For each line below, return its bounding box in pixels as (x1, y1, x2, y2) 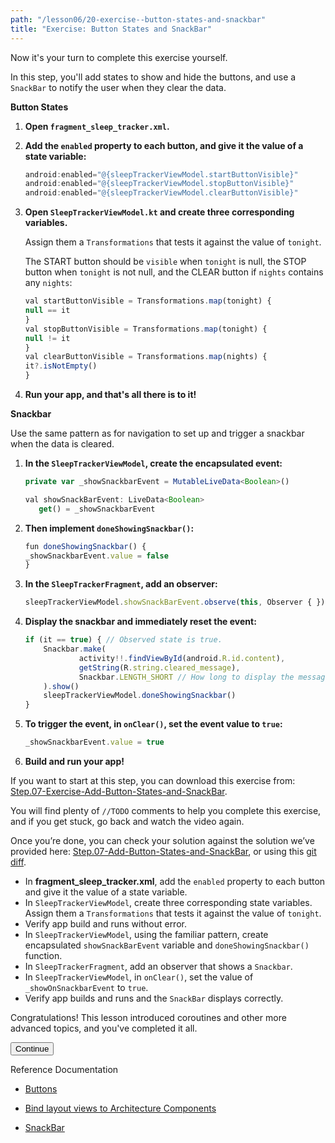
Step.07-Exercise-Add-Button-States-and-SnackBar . (10, 786, 228, 797)
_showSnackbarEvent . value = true (24, 737, 165, 748)
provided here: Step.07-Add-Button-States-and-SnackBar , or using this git (10, 846, 317, 857)
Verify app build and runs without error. (24, 918, 187, 930)
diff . (10, 856, 27, 868)
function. (24, 950, 63, 961)
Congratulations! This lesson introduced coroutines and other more (10, 1012, 287, 1023)
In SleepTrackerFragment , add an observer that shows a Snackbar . (24, 961, 293, 972)
